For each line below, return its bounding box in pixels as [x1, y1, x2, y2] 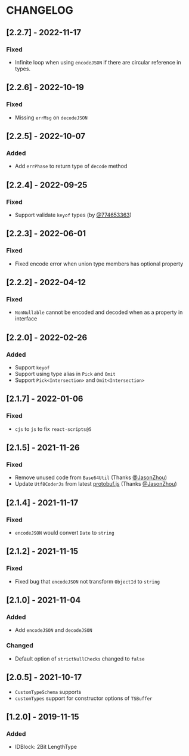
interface [14, 315, 38, 322]
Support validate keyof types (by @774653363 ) [14, 211, 132, 218]
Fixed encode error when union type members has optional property [14, 260, 184, 267]
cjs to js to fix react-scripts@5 [14, 425, 92, 433]
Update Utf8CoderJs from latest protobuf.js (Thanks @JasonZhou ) [14, 480, 177, 487]
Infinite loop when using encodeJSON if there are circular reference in [14, 58, 181, 66]
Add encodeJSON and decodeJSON [14, 627, 92, 634]
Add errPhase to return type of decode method [14, 162, 128, 170]
